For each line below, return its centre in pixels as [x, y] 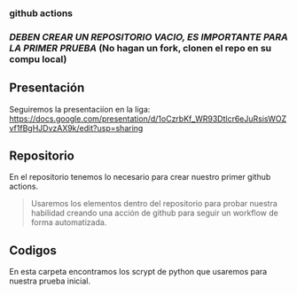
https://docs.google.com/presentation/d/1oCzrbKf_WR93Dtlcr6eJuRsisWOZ [148, 119]
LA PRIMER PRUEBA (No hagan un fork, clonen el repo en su [141, 48]
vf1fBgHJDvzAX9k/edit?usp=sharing [76, 128]
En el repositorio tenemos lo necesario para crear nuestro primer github [140, 177]
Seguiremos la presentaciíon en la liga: [80, 109]
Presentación [47, 88]
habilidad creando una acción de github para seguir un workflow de [155, 213]
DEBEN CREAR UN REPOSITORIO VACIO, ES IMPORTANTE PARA [148, 36]
